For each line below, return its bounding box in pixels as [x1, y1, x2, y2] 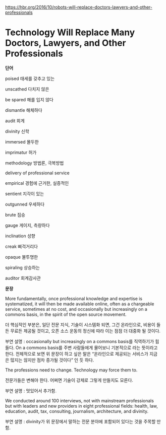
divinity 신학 [5, 128, 30, 134]
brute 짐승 [5, 212, 26, 217]
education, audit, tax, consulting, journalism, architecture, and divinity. [5, 408, 149, 414]
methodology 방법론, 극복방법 [5, 160, 64, 166]
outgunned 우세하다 [5, 201, 45, 207]
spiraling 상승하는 [5, 264, 40, 270]
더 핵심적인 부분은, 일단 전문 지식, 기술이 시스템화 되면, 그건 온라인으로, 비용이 [5, 321, 156, 327]
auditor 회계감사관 [5, 275, 41, 281]
